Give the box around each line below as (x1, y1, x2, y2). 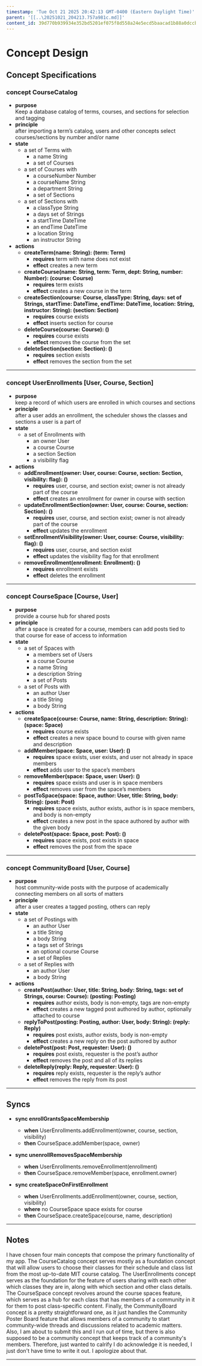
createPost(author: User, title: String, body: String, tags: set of (23, 986, 183, 993)
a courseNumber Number (32, 172, 96, 180)
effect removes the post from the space (32, 843, 132, 850)
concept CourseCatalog (6, 88, 78, 96)
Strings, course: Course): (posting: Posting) (23, 993, 136, 1000)
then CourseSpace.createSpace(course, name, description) (23, 1212, 173, 1219)
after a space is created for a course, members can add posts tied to (14, 625, 185, 632)
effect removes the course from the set (32, 339, 131, 346)
